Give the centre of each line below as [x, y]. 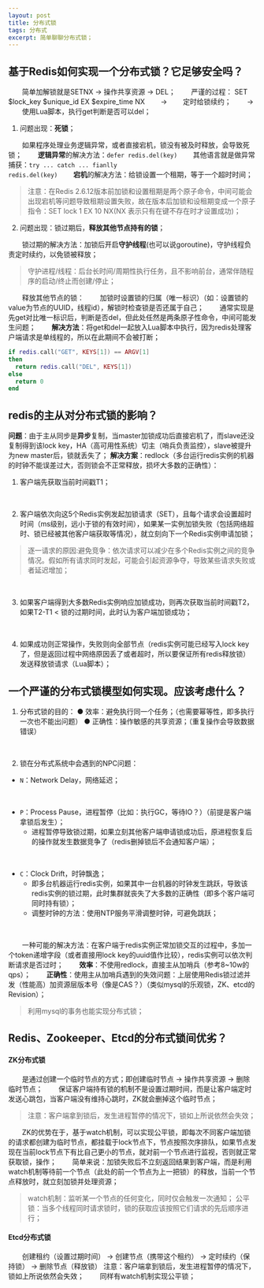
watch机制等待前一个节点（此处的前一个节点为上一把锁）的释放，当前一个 [129, 1171]
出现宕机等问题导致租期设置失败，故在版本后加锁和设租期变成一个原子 [141, 201]
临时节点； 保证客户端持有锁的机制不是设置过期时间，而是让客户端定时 [130, 1089]
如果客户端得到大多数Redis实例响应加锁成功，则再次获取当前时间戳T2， [136, 602]
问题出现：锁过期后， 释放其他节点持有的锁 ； [92, 228]
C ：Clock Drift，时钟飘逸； [63, 873]
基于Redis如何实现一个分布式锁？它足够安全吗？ [126, 71]
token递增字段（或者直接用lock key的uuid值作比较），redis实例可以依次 [130, 955]
